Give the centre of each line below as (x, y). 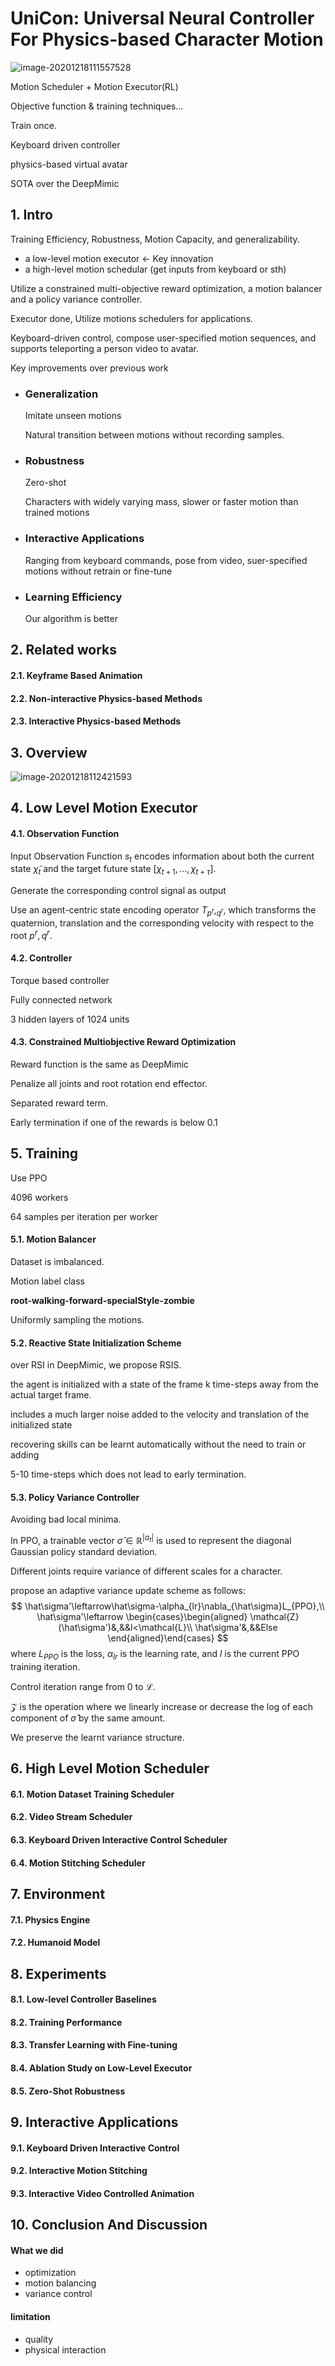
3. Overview (49, 752)
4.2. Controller (41, 958)
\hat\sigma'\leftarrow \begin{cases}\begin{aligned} (142, 1617)
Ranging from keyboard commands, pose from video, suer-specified (166, 560)
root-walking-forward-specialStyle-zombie (102, 1300)
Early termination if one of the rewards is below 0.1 (114, 1122)
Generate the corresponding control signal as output (118, 891)
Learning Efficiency (73, 597)
